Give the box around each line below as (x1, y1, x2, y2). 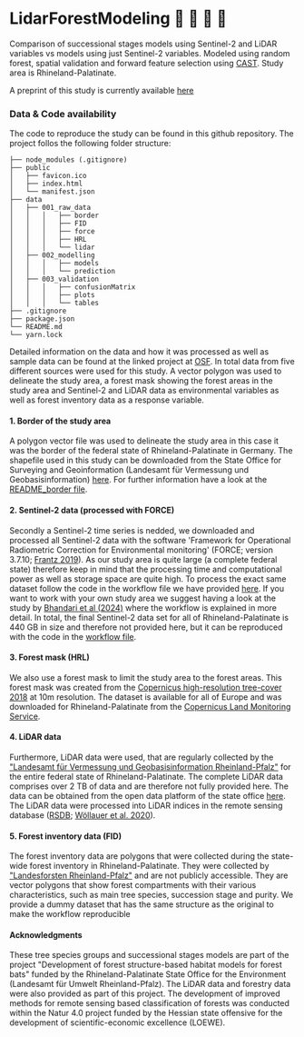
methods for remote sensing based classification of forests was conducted (9, 998, 290, 1009)
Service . (9, 711, 41, 722)
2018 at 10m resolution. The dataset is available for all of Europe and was (9, 691, 282, 703)
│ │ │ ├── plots (9, 291, 95, 300)
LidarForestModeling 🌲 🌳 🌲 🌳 (9, 8, 228, 29)
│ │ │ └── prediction (9, 267, 116, 276)
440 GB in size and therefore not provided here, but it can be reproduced (9, 622, 283, 633)
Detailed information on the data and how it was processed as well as (9, 346, 270, 357)
